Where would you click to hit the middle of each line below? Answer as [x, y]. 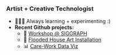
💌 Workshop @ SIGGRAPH [55, 34]
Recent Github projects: [44, 27]
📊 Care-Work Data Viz [51, 46]
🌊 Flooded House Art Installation [62, 40]
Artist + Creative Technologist [50, 9]
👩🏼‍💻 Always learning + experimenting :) [62, 21]
